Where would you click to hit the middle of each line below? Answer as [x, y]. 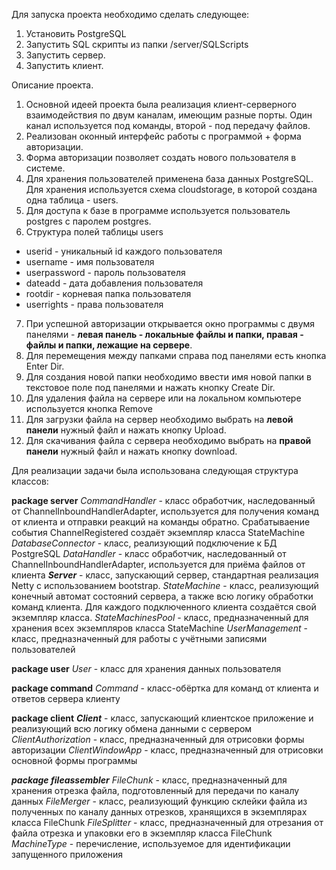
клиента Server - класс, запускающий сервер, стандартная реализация [165, 575]
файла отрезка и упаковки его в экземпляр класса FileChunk [142, 833]
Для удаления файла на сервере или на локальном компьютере [163, 398]
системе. [45, 168]
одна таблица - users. [72, 200]
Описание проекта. [52, 85]
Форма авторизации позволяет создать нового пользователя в [161, 157]
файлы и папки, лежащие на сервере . [109, 345]
